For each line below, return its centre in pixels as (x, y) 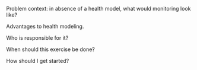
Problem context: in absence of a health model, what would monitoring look (99, 9)
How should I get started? (38, 61)
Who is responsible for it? (37, 38)
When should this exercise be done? (50, 49)
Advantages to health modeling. (45, 26)
